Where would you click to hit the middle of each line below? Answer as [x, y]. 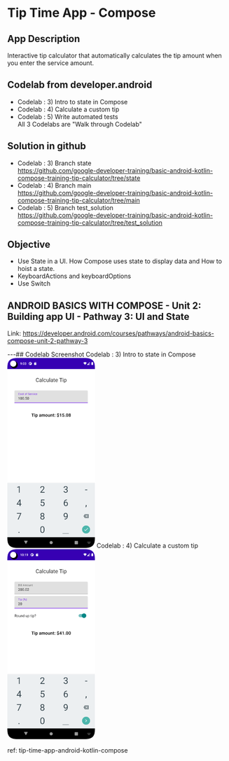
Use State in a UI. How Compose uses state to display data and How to [120, 261]
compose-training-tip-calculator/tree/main [78, 200]
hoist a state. [36, 269]
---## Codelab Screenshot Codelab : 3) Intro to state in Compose [102, 354]
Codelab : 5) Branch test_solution [65, 207]
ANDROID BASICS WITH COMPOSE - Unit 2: [104, 306]
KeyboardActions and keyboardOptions [74, 276]
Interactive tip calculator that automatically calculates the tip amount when [114, 55]
